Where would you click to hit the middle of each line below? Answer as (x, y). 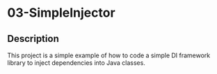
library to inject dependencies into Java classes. (77, 63)
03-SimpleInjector (62, 13)
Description (33, 39)
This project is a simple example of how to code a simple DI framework (109, 55)
